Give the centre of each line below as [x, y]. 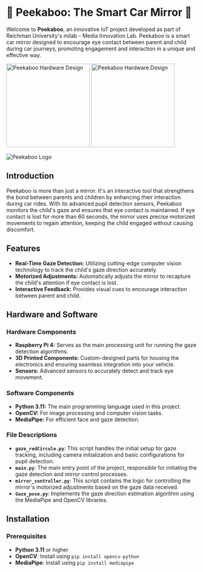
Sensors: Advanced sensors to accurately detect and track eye [94, 371]
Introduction [30, 176]
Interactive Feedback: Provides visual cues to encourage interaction [101, 289]
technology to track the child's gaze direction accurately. [86, 269]
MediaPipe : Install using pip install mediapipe [75, 562]
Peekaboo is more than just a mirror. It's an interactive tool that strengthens [100, 190]
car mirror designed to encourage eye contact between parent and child [96, 42]
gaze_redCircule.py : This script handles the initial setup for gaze [96, 448]
